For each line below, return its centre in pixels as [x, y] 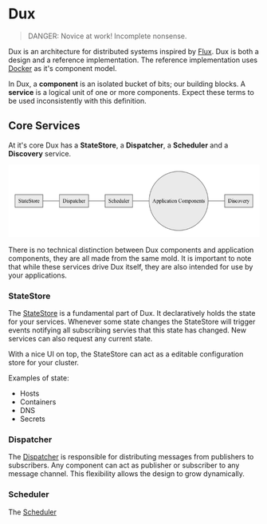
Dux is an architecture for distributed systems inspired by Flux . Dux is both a [133, 51]
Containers [38, 402]
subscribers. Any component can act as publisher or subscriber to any [124, 465]
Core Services [44, 126]
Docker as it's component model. [63, 68]
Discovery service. [40, 153]
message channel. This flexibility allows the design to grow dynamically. [127, 474]
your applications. [38, 275]
